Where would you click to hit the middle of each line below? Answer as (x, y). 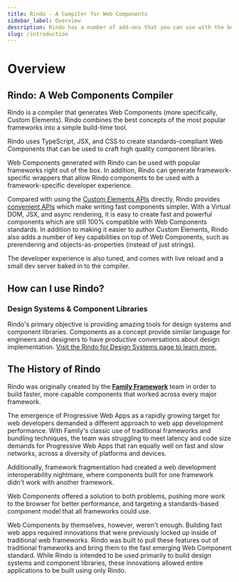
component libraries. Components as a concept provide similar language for (119, 331)
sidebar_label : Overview (44, 21)
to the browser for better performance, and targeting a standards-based (113, 504)
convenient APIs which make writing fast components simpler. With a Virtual (119, 207)
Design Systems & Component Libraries (78, 308)
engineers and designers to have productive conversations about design (113, 339)
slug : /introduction (38, 34)
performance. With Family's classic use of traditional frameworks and (109, 430)
